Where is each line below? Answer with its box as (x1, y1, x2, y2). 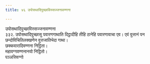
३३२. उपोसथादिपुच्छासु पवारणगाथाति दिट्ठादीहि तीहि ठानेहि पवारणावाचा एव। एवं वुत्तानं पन (5, 31, 145, 37)
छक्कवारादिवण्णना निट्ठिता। (5, 42, 48, 48)
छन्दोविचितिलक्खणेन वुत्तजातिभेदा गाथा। (5, 37, 68, 43)
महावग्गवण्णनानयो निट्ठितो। (5, 48, 48, 54)
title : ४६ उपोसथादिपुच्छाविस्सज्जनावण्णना (5, 7, 71, 13)
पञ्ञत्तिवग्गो (5, 54, 24, 60)
